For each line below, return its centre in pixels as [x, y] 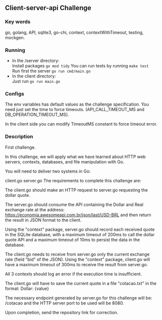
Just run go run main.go [36, 81]
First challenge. [20, 147]
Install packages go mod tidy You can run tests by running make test [80, 65]
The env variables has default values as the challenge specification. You [77, 104]
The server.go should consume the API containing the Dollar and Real [74, 204]
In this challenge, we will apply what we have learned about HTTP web [75, 157]
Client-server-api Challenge [48, 8]
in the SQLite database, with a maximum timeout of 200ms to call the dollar [80, 234]
